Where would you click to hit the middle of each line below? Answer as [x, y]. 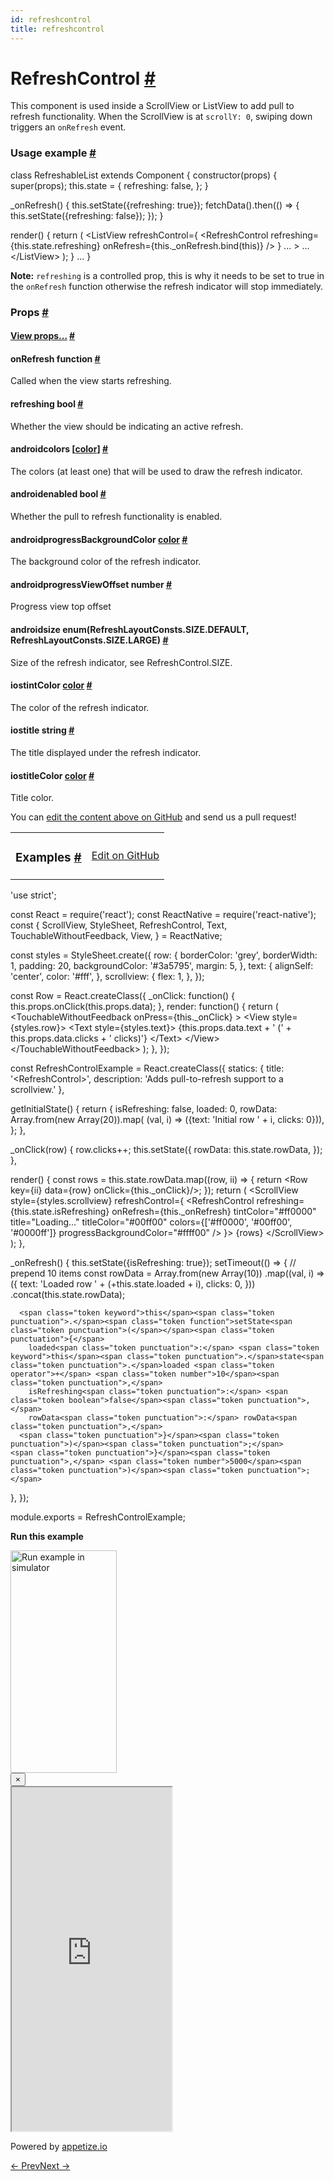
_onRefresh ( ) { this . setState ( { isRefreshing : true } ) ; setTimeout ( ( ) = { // [153, 1263]
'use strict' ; [33, 895]
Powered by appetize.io [59, 2147]
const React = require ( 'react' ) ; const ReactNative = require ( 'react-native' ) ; [163, 915]
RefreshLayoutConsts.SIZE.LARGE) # [89, 640]
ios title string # [42, 730]
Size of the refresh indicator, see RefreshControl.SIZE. [121, 662]
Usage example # [53, 153]
